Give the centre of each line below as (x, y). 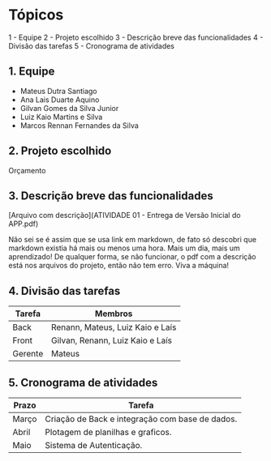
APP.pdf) (24, 224)
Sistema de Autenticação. (93, 445)
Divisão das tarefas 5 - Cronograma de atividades (92, 45)
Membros (114, 314)
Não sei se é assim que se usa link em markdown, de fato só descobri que (133, 240)
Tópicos (36, 15)
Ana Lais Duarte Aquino (60, 100)
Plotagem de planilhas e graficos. (108, 432)
